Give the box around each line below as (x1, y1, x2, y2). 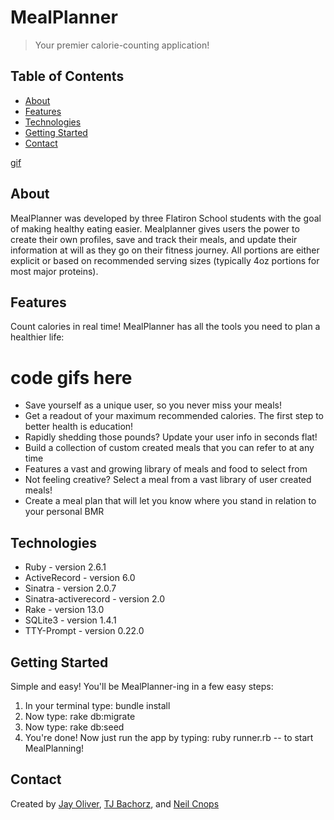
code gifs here (10, 366, 133, 389)
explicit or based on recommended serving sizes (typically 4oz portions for (10, 254, 320, 266)
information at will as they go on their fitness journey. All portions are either (10, 244, 320, 256)
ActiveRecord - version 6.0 (24, 572, 136, 584)
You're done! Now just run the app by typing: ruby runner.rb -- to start (24, 731, 314, 743)
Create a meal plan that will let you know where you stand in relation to (24, 495, 317, 507)
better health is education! (24, 421, 134, 433)
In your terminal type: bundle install (24, 699, 171, 711)
